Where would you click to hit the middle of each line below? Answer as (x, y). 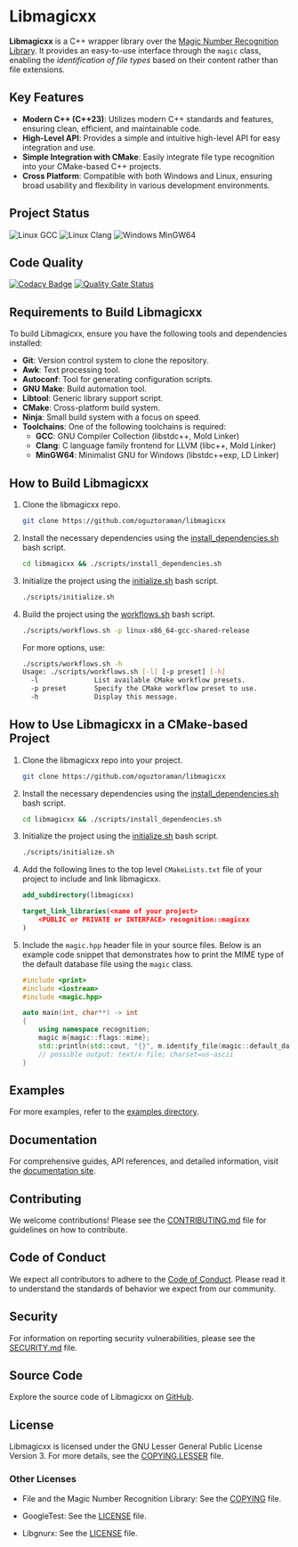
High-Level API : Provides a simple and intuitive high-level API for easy (151, 138)
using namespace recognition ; (94, 1030)
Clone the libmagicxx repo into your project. (102, 760)
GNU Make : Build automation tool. (84, 389)
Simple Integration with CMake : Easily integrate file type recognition (149, 157)
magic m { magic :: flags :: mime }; (94, 1038)
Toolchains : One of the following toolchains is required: (124, 427)
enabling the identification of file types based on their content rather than (144, 60)
